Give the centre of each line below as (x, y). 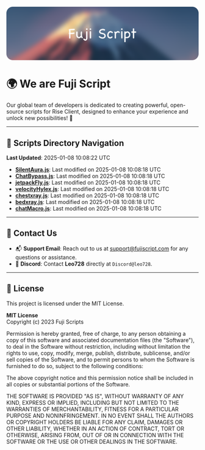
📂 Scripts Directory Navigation (65, 143)
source (15, 112)
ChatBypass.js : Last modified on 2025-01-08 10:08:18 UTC (90, 176)
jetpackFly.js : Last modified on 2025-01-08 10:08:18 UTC (88, 183)
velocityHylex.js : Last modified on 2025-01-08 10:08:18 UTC (92, 189)
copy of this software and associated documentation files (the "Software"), (101, 340)
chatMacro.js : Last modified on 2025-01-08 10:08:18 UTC (88, 209)
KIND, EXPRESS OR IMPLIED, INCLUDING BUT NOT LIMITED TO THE (93, 402)
